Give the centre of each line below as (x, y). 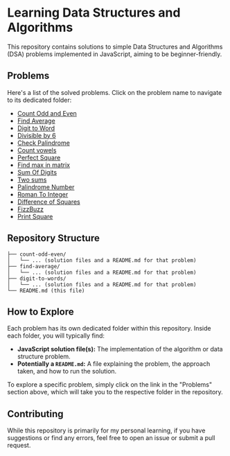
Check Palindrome (44, 143)
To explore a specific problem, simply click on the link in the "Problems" (110, 385)
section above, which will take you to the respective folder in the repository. (115, 392)
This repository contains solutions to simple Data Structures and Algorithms (115, 46)
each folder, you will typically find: (56, 336)
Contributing (35, 414)
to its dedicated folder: (39, 100)
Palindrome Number (46, 187)
